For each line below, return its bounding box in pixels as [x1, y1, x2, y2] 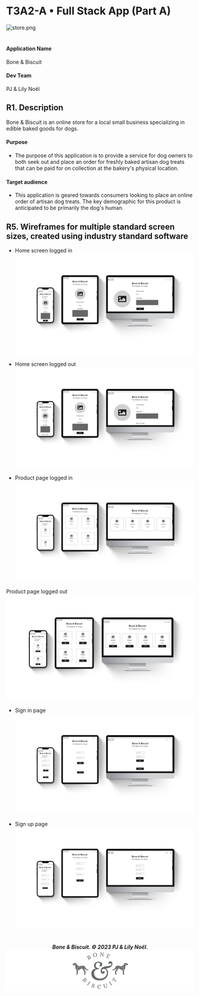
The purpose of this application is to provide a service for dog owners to [14, 151, 193, 159]
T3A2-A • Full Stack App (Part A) [6, 4, 171, 18]
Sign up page [14, 820, 48, 827]
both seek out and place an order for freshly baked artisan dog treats [14, 158, 185, 165]
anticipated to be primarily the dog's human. [14, 205, 124, 212]
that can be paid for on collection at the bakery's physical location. [14, 165, 179, 172]
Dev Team [6, 72, 32, 79]
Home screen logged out [14, 361, 76, 368]
